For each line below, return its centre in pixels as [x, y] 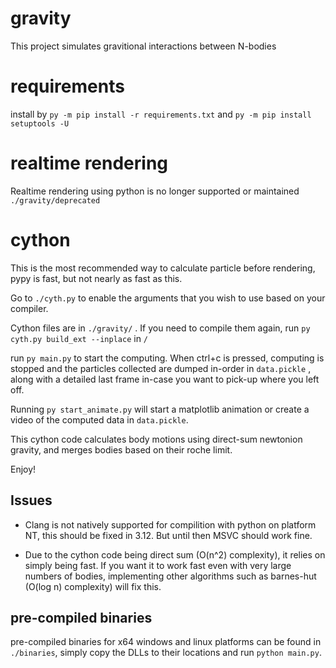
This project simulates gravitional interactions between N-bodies [143, 46]
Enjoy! [23, 469]
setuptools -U [40, 123]
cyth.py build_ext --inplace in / [79, 338]
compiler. [29, 308]
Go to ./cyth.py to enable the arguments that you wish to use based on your [168, 298]
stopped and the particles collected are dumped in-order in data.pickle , [161, 368]
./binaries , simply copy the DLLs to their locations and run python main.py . [166, 653]
